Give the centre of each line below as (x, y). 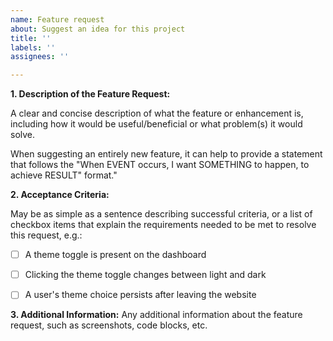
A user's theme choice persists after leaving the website (140, 295)
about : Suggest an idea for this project (98, 29)
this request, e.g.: (46, 235)
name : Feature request (57, 19)
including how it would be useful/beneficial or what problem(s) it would (156, 124)
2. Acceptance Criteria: (60, 195)
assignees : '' (40, 57)
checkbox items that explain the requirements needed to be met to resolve (163, 225)
